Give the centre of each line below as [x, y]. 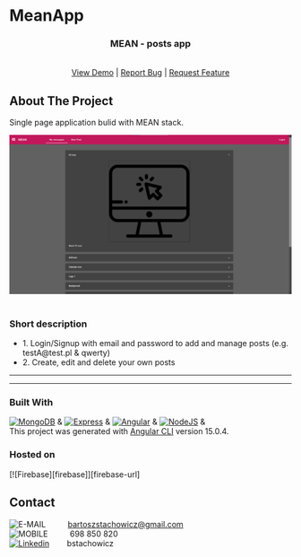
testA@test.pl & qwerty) [66, 353]
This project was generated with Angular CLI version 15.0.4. [119, 431]
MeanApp [47, 16]
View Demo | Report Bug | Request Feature [150, 73]
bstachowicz [90, 543]
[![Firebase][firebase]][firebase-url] [75, 474]
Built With [31, 403]
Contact [32, 503]
